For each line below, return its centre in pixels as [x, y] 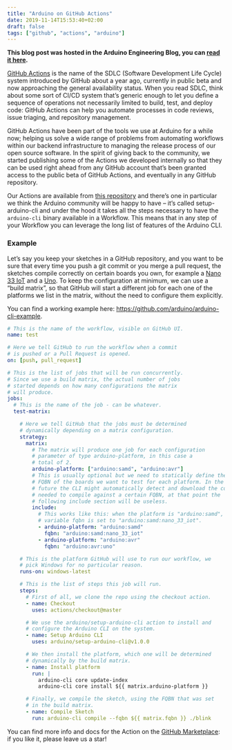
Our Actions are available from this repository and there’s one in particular [112, 196]
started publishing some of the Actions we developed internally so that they [115, 161]
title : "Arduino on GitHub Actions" [60, 14]
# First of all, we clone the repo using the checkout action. [118, 597]
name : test [23, 335]
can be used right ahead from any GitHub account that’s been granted [107, 168]
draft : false [26, 26]
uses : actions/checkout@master [77, 610]
